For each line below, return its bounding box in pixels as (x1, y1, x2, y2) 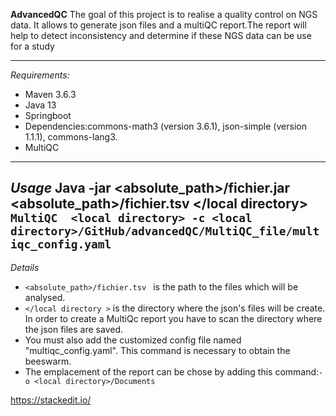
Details (10, 261, 40, 273)
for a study (10, 40, 55, 52)
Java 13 (24, 99, 57, 111)
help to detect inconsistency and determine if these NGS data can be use (10, 30, 312, 41)
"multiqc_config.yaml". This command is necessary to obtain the (24, 344, 291, 356)
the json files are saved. (24, 323, 123, 335)
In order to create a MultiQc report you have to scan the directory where (24, 312, 323, 324)
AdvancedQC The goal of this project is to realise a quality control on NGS (10, 9, 318, 20)
